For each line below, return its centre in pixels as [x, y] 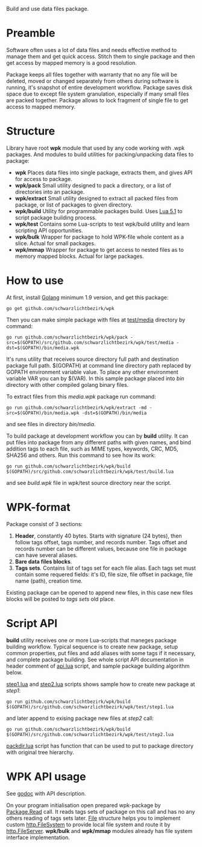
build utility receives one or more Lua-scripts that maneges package [91, 640]
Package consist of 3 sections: [45, 524]
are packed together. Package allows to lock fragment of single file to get [97, 100]
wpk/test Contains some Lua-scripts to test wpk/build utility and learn [102, 224]
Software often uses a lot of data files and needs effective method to [91, 50]
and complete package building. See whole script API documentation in [95, 659]
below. [14, 672]
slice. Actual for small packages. [55, 243]
